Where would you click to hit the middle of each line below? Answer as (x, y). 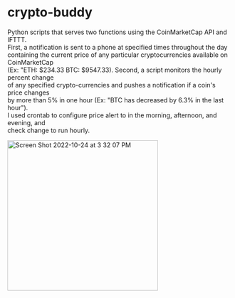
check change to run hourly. (49, 130)
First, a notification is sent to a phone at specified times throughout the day (117, 47)
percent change (31, 77)
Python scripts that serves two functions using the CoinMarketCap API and (117, 32)
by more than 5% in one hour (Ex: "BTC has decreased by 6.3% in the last (116, 100)
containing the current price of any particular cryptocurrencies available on (117, 55)
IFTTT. (17, 39)
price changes (28, 92)
